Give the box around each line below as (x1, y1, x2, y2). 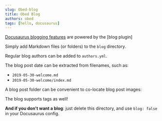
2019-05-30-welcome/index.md (12, 78, 72, 83)
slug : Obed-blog (5, 7, 38, 12)
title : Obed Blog (5, 12, 40, 17)
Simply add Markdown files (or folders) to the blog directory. (5, 43, 126, 49)
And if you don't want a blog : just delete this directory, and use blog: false (5, 105, 158, 111)
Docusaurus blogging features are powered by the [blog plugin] (5, 34, 133, 40)
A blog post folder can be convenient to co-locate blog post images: (5, 86, 142, 93)
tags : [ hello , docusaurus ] (5, 20, 60, 26)
